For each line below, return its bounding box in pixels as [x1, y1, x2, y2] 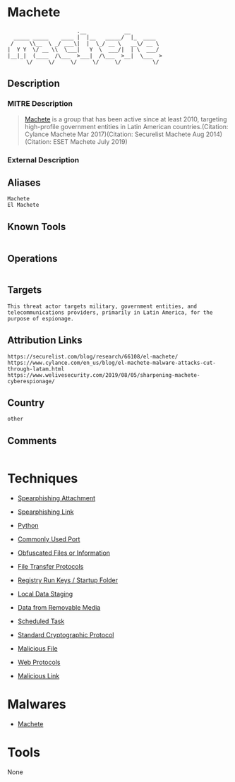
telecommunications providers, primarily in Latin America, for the [7, 308, 213, 316]
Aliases [7, 176, 41, 188]
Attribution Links [7, 335, 83, 347]
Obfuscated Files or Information [17, 548, 111, 558]
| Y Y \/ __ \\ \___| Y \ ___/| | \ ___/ [7, 46, 159, 53]
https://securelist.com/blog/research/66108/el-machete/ [7, 353, 179, 360]
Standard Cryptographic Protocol [17, 631, 114, 639]
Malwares [7, 697, 66, 713]
